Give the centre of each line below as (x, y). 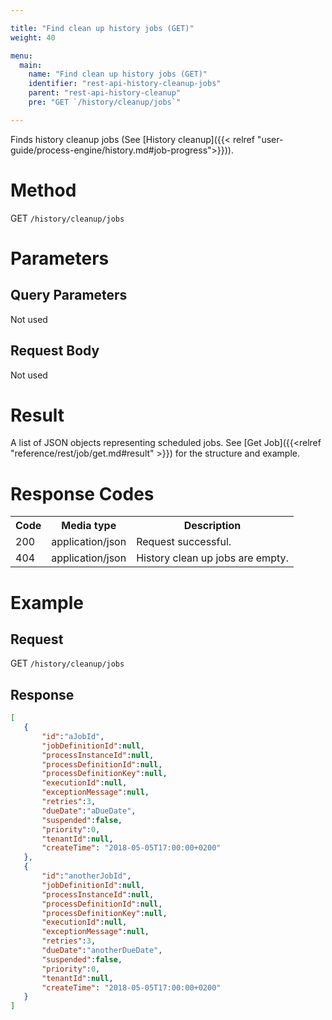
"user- (270, 139)
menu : (21, 56)
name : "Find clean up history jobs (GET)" (118, 74)
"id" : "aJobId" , (73, 736)
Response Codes (82, 493)
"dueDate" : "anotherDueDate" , (102, 951)
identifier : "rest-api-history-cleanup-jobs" (125, 84)
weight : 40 (33, 37)
